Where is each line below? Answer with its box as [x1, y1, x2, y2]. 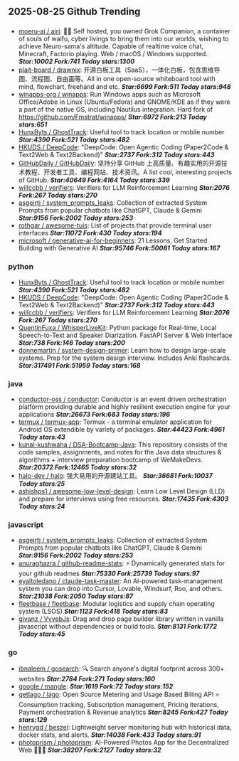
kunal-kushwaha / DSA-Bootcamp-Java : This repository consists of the [18, 440, 228, 449]
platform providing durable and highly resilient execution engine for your [18, 402, 230, 411]
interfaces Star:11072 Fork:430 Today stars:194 [18, 229, 162, 238]
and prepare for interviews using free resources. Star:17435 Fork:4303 [18, 494, 229, 503]
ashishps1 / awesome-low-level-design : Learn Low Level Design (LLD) [18, 486, 225, 495]
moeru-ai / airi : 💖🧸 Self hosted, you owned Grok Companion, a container [18, 27, 230, 36]
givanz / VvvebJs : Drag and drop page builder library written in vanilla [18, 614, 224, 623]
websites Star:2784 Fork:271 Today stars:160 [18, 674, 156, 683]
